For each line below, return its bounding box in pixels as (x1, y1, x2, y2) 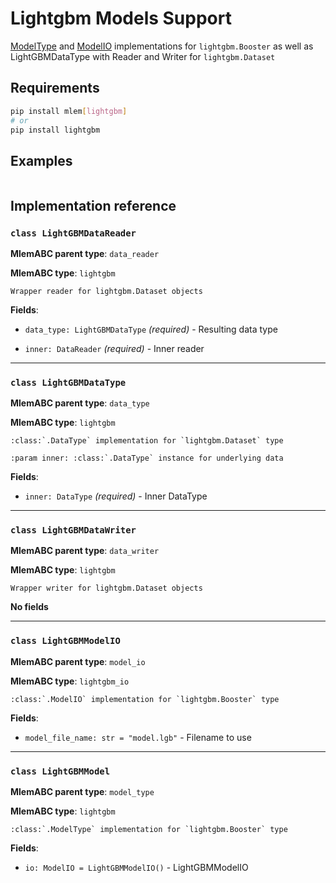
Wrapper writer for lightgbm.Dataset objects (10, 583, 203, 594)
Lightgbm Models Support (10, 7, 232, 30)
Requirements (10, 80, 100, 97)
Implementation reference (10, 197, 177, 214)
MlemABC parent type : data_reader (10, 247, 160, 259)
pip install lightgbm (10, 125, 101, 135)
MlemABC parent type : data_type (10, 397, 150, 409)
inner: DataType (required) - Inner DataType (24, 490, 208, 502)
